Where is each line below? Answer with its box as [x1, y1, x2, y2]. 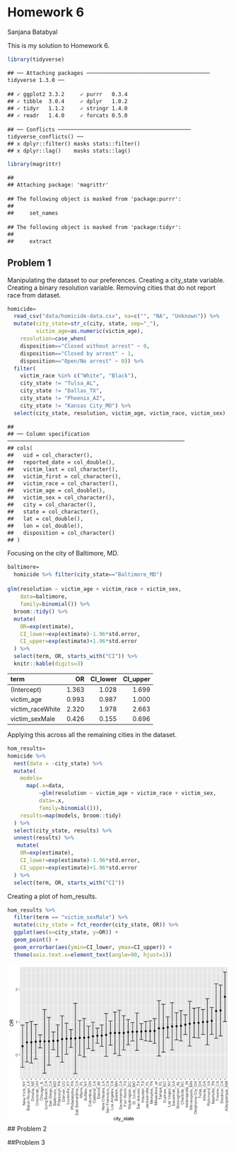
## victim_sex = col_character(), [7, 494, 115, 501]
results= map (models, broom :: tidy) [20, 812, 122, 819]
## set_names [7, 209, 59, 216]
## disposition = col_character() [7, 529, 115, 536]
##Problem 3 [7, 1138, 46, 1146]
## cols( [7, 445, 33, 452]
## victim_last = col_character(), [7, 466, 119, 473]
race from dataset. [7, 290, 61, 299]
